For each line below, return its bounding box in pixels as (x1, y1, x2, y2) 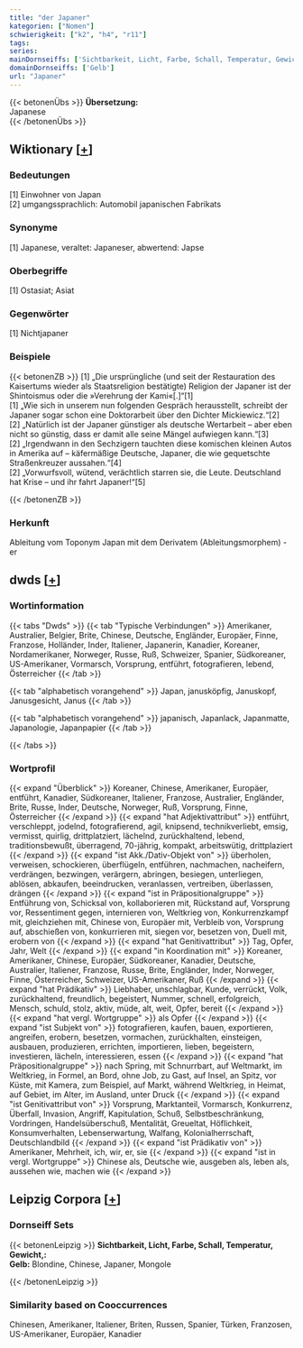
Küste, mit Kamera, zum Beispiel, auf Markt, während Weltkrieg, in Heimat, (9, 1079, 286, 1090)
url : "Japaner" (9, 72, 67, 81)
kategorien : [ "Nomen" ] (9, 22, 95, 31)
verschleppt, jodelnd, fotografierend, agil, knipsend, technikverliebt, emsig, (9, 821, 289, 831)
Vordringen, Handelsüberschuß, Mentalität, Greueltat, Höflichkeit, (9, 1117, 252, 1128)
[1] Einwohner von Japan (9, 189, 102, 200)
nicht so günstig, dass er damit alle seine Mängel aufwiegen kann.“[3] (9, 428, 269, 439)
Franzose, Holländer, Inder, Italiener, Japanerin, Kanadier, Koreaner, (9, 639, 260, 650)
